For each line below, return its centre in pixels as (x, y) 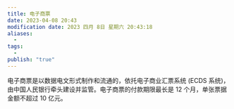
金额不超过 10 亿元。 (37, 98)
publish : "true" (31, 60)
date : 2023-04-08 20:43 (42, 20)
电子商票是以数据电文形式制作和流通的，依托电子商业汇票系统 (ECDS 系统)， (118, 80)
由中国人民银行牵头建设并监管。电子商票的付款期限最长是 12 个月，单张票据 (117, 89)
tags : (15, 46)
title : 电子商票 (29, 14)
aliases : (20, 33)
